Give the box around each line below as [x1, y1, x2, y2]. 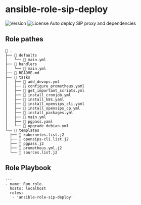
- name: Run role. [5, 181, 44, 186]
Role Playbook [5, 164, 52, 172]
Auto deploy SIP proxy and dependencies [50, 20, 136, 26]
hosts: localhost [10, 186, 46, 191]
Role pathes [5, 35, 44, 43]
